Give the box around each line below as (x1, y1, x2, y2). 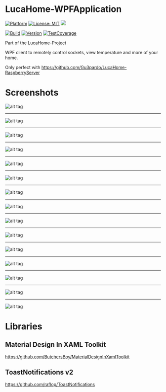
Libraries (5, 321, 42, 332)
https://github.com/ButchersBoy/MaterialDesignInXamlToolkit (5, 354, 130, 360)
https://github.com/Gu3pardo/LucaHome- (41, 64, 127, 70)
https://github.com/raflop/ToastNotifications (5, 381, 95, 387)
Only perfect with (5, 64, 41, 70)
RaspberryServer (5, 70, 41, 76)
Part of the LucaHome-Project (5, 40, 67, 46)
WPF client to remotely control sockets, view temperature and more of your (5, 49, 159, 55)
